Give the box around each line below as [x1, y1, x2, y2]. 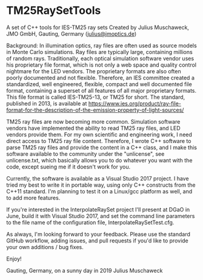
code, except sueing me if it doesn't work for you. [6, 163, 131, 170]
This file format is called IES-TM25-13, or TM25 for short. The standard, [6, 93, 185, 101]
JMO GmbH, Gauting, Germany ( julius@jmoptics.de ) [6, 30, 137, 37]
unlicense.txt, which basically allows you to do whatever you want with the [6, 156, 193, 164]
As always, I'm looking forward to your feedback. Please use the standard [6, 230, 191, 238]
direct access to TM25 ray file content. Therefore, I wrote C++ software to [6, 137, 191, 144]
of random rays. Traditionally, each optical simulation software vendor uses [6, 55, 195, 62]
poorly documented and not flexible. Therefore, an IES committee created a [6, 74, 195, 81]
